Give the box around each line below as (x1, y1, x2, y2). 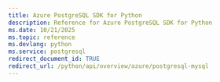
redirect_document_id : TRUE (8, 55, 101, 63)
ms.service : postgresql (8, 48, 86, 55)
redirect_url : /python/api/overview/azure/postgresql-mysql (8, 62, 210, 70)
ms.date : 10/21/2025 (8, 26, 76, 34)
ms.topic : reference (8, 33, 76, 41)
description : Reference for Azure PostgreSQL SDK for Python (8, 19, 213, 27)
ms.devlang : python (8, 41, 72, 48)
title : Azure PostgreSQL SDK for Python (8, 11, 143, 20)
